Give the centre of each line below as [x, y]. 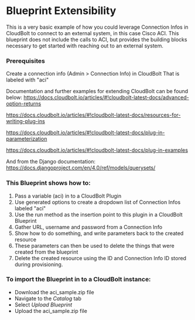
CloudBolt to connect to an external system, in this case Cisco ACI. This [93, 33]
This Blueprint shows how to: [48, 183]
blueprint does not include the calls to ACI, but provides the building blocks [97, 39]
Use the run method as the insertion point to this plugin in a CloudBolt [98, 215]
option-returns [24, 104]
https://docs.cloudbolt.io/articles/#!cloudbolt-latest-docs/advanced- [106, 97]
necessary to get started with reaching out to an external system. [85, 46]
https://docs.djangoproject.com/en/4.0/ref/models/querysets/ [81, 168]
